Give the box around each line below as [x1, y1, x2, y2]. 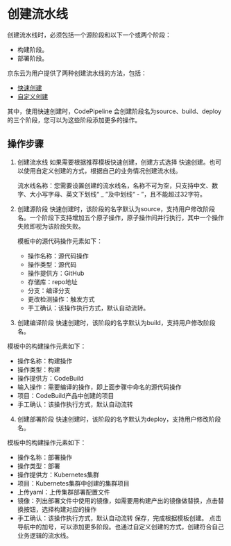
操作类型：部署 [17, 461, 60, 470]
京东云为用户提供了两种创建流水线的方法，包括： [7, 69, 147, 77]
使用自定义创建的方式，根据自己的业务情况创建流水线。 [23, 166, 182, 174]
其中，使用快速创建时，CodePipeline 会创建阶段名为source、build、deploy [7, 107, 222, 115]
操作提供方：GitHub [27, 269, 85, 277]
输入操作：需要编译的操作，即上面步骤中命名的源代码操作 [17, 383, 182, 391]
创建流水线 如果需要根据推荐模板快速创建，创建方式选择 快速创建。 [17, 158, 209, 166]
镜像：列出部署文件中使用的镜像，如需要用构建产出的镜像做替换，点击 [17, 496, 219, 504]
